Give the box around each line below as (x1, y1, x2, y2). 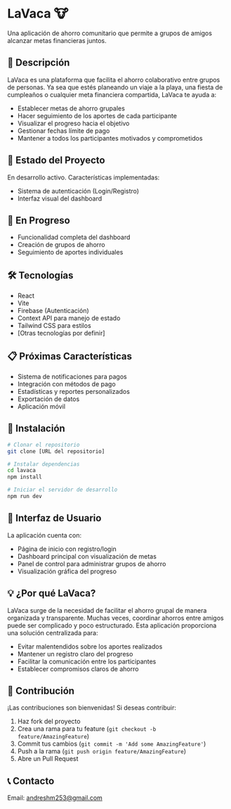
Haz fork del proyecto (17, 717, 81, 726)
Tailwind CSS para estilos (17, 321, 91, 330)
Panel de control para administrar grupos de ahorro (17, 559, 166, 568)
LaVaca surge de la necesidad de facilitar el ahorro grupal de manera (7, 606, 207, 614)
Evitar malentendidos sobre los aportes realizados (17, 642, 163, 651)
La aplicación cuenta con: (7, 530, 82, 540)
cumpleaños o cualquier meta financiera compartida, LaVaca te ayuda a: (7, 90, 217, 98)
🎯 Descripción (7, 57, 70, 69)
